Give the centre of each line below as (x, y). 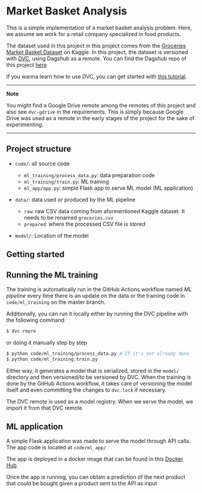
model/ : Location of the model (52, 235)
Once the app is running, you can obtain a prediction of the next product (96, 477)
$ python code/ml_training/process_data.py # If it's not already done (98, 353)
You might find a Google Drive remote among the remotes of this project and (101, 105)
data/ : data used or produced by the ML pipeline (75, 199)
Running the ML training (52, 275)
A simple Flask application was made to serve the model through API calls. (99, 441)
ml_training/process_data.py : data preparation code (89, 175)
